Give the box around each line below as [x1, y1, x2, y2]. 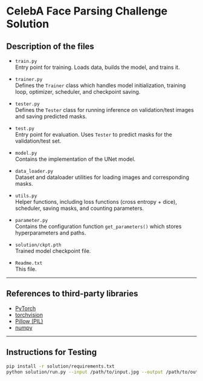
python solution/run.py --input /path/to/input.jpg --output [6, 369, 164, 375]
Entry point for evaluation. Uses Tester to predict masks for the [14, 131, 172, 138]
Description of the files [6, 41, 95, 51]
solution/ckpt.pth [14, 242, 62, 248]
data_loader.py [14, 168, 54, 174]
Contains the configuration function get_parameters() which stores [14, 223, 182, 230]
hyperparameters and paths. [14, 229, 86, 236]
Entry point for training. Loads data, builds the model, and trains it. [14, 63, 180, 71]
